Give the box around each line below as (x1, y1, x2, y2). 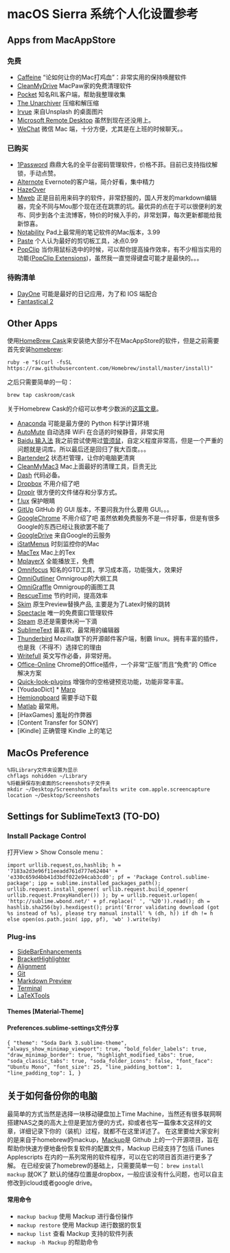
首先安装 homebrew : (7, 345, 64, 353)
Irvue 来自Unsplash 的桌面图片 (16, 107, 104, 116)
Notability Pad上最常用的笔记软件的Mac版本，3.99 (16, 228, 161, 236)
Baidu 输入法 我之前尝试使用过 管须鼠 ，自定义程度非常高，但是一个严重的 (16, 437, 223, 445)
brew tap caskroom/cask (7, 392, 76, 399)
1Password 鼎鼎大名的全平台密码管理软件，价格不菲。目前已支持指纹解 (16, 160, 218, 169)
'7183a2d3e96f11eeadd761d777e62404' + (7, 867, 118, 875)
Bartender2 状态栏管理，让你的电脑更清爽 (16, 454, 135, 462)
